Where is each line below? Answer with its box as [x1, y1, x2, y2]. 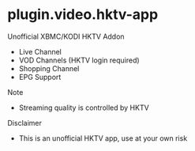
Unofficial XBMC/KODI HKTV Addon [7, 32, 125, 41]
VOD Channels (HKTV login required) [18, 55, 140, 65]
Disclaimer [7, 118, 43, 127]
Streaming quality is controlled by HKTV [18, 103, 149, 112]
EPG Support [18, 72, 62, 81]
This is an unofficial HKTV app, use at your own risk [18, 133, 188, 143]
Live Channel [18, 47, 62, 56]
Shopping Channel [18, 63, 80, 73]
